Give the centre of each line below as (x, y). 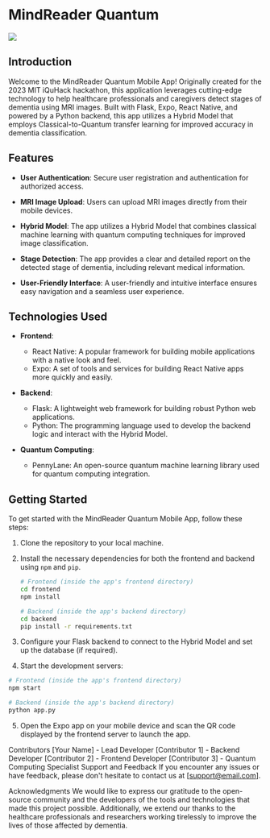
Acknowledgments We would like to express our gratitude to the (115, 790)
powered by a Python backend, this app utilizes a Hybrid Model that (121, 115)
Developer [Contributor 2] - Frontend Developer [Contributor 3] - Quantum (132, 758)
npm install (40, 597)
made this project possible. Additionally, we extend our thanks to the (122, 808)
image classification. (54, 243)
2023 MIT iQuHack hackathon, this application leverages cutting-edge (125, 89)
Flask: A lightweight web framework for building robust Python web (144, 409)
